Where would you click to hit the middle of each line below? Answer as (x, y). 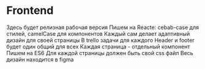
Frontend (30, 11)
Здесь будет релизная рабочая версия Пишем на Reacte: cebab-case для (102, 27)
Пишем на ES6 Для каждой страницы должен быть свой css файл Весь (100, 53)
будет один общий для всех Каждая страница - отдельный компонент (98, 47)
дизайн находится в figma (40, 59)
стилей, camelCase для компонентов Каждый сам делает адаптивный (98, 33)
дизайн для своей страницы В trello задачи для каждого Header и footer (100, 40)
